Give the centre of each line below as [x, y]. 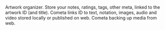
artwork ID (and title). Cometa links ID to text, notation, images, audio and [81, 12]
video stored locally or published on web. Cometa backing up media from [81, 18]
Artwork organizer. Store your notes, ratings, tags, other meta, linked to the [83, 7]
